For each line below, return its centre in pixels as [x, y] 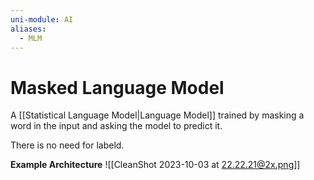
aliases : [28, 29]
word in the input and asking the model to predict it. [116, 126]
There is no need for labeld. [67, 145]
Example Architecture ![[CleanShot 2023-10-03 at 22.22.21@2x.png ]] [155, 165]
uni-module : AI [42, 19]
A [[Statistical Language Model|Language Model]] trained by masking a [157, 115]
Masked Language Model [117, 87]
